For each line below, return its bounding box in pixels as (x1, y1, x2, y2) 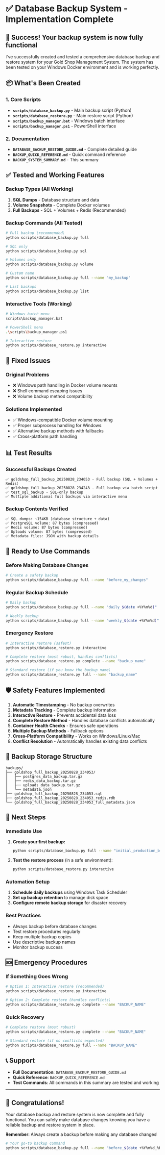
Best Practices (5, 912, 41, 919)
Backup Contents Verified (5, 505, 69, 512)
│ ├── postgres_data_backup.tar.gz (5, 774, 83, 779)
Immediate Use (5, 828, 42, 834)
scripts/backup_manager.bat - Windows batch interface (12, 118, 125, 124)
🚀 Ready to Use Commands (5, 547, 90, 555)
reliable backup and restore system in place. (5, 1122, 95, 1128)
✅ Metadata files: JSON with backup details (5, 534, 99, 539)
